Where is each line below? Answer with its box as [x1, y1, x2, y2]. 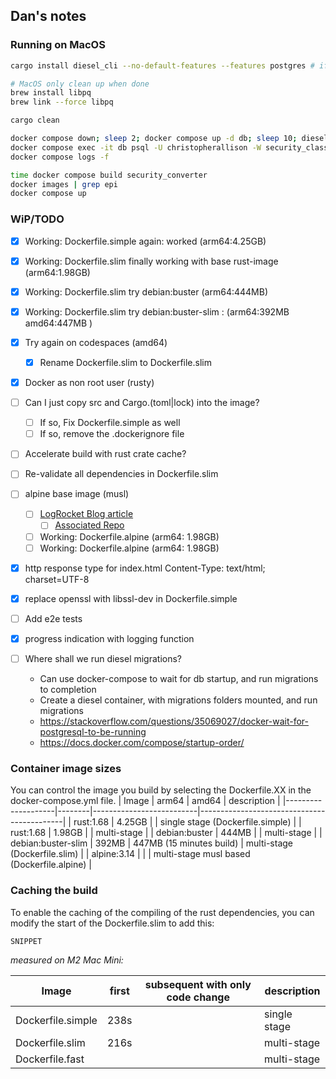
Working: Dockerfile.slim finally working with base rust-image [24, 255, 279, 267]
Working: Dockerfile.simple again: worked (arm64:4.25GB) [24, 235, 267, 247]
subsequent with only [144, 978, 252, 992]
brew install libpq [10, 88, 92, 98]
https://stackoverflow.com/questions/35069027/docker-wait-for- [39, 715, 310, 727]
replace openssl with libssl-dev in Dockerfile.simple [24, 592, 238, 604]
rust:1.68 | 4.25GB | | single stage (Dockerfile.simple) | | [73, 816, 302, 828]
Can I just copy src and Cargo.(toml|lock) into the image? [24, 397, 260, 409]
